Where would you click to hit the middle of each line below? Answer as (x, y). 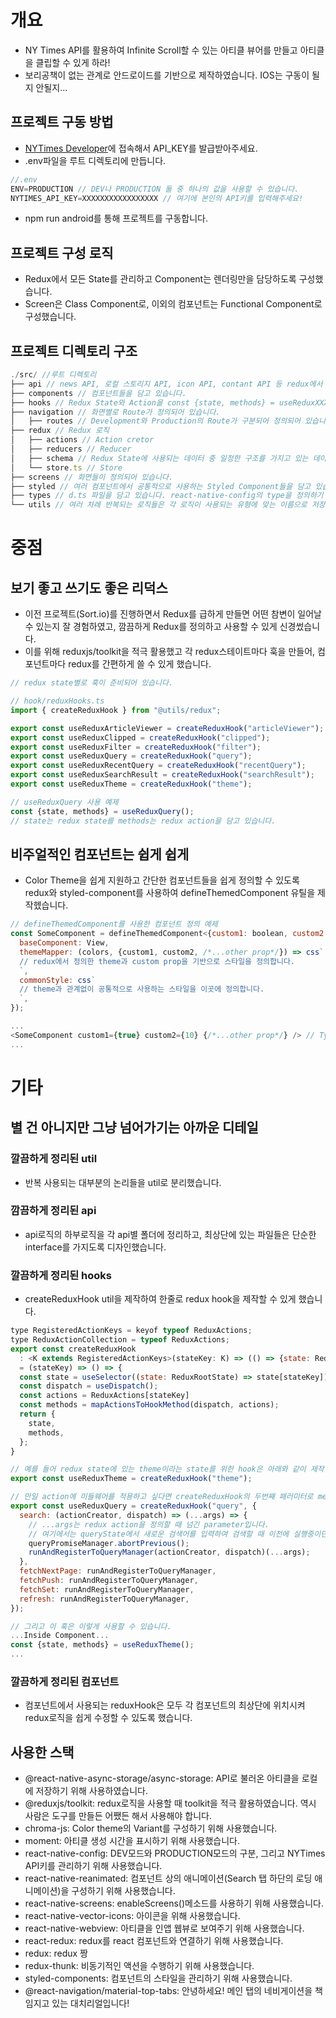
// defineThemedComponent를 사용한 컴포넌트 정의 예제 (114, 924)
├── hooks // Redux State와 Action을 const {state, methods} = (142, 402)
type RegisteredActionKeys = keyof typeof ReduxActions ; (131, 1331)
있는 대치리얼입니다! (90, 2003)
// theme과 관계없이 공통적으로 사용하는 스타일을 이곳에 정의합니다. (142, 989)
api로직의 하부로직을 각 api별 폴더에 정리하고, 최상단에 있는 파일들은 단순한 (170, 1234)
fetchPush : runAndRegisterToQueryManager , (109, 1581)
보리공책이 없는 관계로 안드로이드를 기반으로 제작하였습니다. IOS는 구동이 (167, 75)
